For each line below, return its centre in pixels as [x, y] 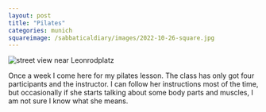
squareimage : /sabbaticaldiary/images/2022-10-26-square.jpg [112, 38]
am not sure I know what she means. [68, 101]
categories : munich [40, 30]
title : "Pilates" [37, 23]
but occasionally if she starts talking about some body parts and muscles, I [131, 93]
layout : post [30, 15]
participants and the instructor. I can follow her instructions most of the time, [133, 84]
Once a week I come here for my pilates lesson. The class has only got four [131, 75]
